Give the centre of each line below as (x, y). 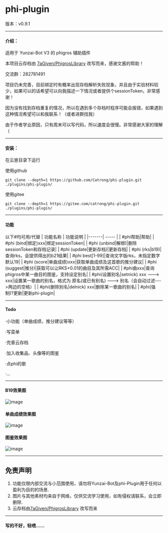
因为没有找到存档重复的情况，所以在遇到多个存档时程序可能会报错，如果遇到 (84, 108)
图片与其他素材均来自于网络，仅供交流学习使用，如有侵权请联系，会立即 (87, 496)
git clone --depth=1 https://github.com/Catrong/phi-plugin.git (73, 180)
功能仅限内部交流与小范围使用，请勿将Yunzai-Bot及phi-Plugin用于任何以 (87, 483)
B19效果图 (16, 390)
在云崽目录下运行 (23, 160)
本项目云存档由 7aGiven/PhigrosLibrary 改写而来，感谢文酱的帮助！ (74, 63)
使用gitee (15, 194)
